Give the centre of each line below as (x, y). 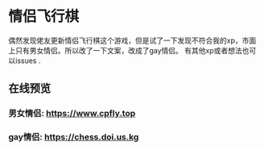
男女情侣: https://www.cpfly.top (72, 114)
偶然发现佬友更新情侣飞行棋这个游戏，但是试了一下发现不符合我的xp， (126, 40)
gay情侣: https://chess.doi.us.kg (74, 137)
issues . (28, 60)
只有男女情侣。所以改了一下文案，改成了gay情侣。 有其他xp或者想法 (129, 50)
